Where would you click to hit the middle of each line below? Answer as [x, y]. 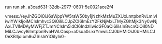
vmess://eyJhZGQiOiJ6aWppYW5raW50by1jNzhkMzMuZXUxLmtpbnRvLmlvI [81, 16]
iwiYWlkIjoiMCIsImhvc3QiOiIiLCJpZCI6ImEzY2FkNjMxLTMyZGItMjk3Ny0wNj [81, 21]
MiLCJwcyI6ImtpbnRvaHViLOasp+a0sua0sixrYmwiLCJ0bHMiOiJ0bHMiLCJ [80, 31]
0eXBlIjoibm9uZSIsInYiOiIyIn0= [36, 36]
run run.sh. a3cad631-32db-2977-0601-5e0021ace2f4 [59, 7]
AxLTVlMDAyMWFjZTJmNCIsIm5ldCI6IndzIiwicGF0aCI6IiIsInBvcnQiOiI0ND [79, 26]
